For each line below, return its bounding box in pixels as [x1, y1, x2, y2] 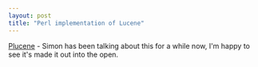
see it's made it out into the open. [8, 49, 118, 59]
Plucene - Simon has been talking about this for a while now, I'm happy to [8, 41, 250, 50]
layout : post [8, 11, 52, 20]
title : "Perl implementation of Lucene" [8, 19, 145, 27]
